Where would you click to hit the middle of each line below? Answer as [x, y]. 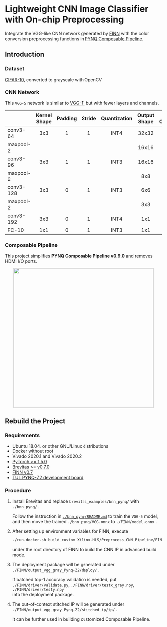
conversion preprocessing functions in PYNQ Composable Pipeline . [74, 39]
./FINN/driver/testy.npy [38, 590]
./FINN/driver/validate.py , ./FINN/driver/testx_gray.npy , [73, 585]
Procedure [18, 490]
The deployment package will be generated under [64, 565]
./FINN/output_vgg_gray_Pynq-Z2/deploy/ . [56, 570]
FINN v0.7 [23, 472]
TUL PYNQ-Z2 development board [48, 477]
